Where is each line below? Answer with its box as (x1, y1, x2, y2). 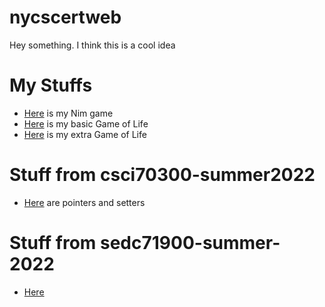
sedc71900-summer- (99, 232, 281, 254)
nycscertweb (9, 6, 122, 29)
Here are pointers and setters (23, 196, 146, 208)
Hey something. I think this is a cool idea (9, 39, 176, 51)
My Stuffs (9, 74, 93, 97)
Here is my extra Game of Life (23, 128, 147, 140)
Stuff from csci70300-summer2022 (9, 164, 316, 186)
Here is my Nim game (23, 107, 114, 119)
